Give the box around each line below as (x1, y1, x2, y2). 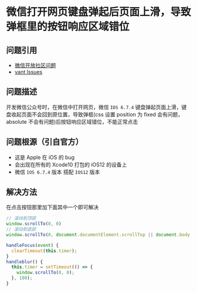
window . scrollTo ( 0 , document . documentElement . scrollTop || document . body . (6, 232, 193, 238)
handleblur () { (6, 259, 43, 264)
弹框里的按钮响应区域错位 (6, 20, 130, 33)
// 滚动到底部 (6, 226, 36, 232)
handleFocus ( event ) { (6, 242, 59, 248)
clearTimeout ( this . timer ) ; (11, 247, 77, 254)
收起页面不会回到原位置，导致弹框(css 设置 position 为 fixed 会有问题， (11, 111, 184, 118)
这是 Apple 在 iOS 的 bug (14, 154, 75, 161)
